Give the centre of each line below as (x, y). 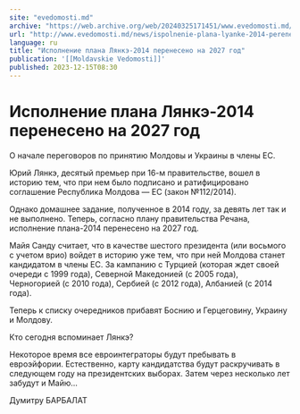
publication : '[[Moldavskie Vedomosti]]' (87, 59)
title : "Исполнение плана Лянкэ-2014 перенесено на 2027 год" (127, 51)
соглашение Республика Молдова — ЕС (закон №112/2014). (123, 191)
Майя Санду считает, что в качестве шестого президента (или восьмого (148, 245)
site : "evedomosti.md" (51, 17)
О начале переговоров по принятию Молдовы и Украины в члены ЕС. (142, 155)
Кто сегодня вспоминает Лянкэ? (71, 337)
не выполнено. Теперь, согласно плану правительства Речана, (129, 218)
